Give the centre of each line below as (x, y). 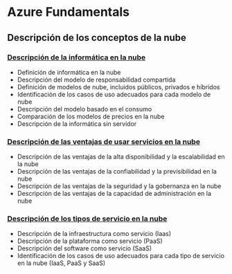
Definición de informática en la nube (69, 72)
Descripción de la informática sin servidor (77, 124)
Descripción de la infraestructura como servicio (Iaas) (94, 234)
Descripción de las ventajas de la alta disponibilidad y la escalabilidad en (121, 157)
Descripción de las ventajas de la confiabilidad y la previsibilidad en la (117, 172)
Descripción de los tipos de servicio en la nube (87, 219)
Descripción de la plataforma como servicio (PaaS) (90, 241)
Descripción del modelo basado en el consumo (84, 109)
